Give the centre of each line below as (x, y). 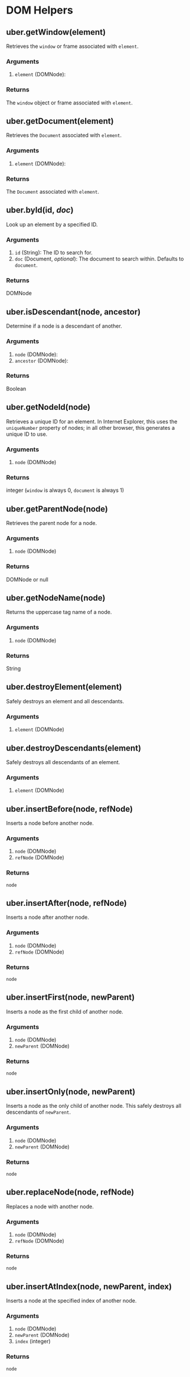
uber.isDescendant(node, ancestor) (73, 311)
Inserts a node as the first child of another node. (65, 1011)
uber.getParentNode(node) (57, 509)
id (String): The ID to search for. (53, 253)
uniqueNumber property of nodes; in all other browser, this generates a (91, 428)
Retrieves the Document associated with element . (64, 135)
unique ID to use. (27, 434)
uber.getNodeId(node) (48, 407)
